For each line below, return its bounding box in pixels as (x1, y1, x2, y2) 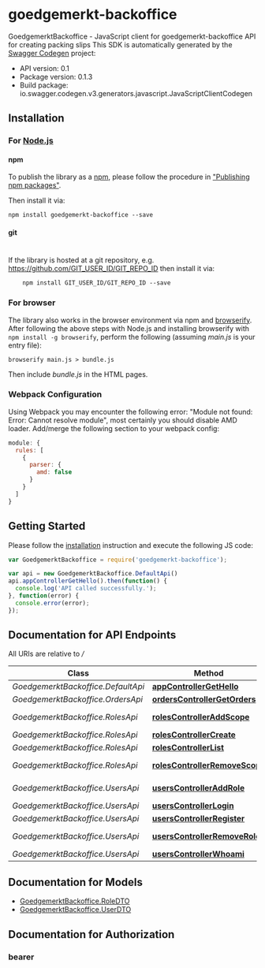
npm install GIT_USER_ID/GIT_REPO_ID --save (22, 279, 171, 287)
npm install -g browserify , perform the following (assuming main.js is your (8, 332, 256, 341)
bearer (8, 951, 35, 962)
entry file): (8, 341, 42, 350)
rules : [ (15, 446, 44, 454)
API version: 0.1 (19, 63, 69, 73)
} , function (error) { (8, 592, 80, 600)
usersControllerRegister (152, 813, 245, 825)
